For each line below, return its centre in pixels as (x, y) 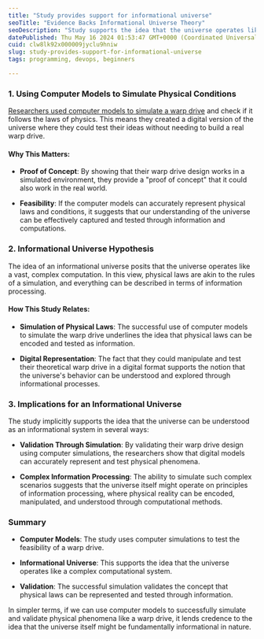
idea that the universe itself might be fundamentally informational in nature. (130, 627)
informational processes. (60, 383)
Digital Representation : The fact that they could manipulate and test (130, 358)
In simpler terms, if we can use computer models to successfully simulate (127, 610)
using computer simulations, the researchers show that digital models (132, 453)
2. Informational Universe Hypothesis (81, 249)
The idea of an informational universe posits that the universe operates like (129, 266)
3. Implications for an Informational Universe (95, 404)
